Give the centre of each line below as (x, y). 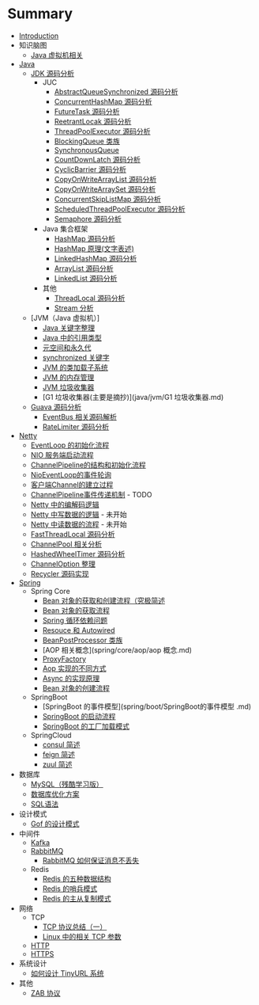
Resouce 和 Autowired (79, 630)
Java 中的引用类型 (72, 337)
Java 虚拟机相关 (57, 55)
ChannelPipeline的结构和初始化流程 (88, 465)
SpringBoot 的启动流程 (79, 716)
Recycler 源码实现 (60, 573)
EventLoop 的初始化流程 (70, 445)
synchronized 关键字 (76, 357)
